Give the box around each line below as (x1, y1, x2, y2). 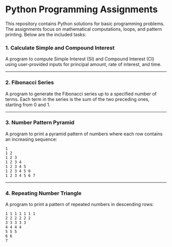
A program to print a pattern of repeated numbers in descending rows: (5, 201, 154, 208)
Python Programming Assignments (5, 4, 158, 15)
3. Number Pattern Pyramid (5, 119, 75, 126)
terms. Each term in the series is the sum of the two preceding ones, (5, 96, 150, 102)
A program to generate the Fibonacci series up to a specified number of (5, 91, 157, 97)
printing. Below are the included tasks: (5, 31, 87, 37)
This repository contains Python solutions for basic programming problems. (5, 20, 165, 27)
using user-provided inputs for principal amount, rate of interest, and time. (5, 61, 162, 68)
